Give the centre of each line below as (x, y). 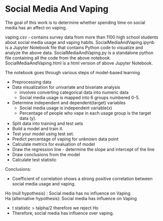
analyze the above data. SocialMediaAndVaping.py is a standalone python (79, 53)
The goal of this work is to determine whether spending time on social (75, 22)
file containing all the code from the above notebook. (58, 58)
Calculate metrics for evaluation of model (53, 144)
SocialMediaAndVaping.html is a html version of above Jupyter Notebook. (79, 63)
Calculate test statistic (34, 160)
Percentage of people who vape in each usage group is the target (85, 113)
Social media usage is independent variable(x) (66, 108)
